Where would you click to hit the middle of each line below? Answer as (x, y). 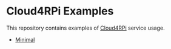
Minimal (25, 39)
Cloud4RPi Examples (60, 11)
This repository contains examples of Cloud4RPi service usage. (85, 28)
